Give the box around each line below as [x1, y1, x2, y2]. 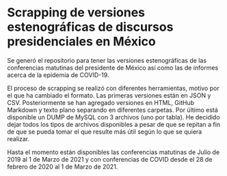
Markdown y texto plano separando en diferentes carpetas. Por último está [7, 106, 219, 114]
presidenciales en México [7, 34, 156, 49]
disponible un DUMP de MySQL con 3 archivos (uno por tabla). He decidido [7, 113, 220, 121]
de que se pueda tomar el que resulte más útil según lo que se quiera [7, 128, 202, 136]
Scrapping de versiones [7, 5, 146, 20]
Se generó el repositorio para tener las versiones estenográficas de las [7, 56, 207, 64]
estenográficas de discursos [7, 19, 174, 35]
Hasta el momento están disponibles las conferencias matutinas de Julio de [7, 148, 220, 156]
